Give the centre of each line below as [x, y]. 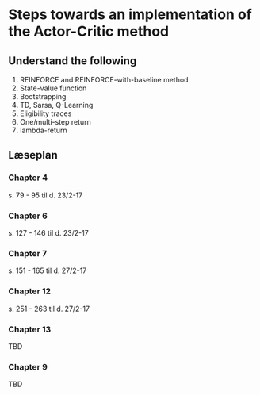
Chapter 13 [30, 329]
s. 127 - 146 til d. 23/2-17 [48, 232]
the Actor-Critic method [89, 31]
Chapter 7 [28, 253]
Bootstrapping [43, 96]
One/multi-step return [55, 122]
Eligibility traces [46, 113]
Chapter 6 [28, 216]
